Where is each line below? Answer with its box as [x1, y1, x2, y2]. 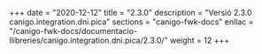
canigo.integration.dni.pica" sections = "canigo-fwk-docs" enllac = [9, 17, 254, 27]
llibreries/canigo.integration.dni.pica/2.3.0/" [9, 35, 168, 45]
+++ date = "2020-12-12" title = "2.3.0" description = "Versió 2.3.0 [9, 8, 252, 17]
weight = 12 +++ [169, 35, 230, 45]
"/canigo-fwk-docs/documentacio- [9, 26, 138, 36]
